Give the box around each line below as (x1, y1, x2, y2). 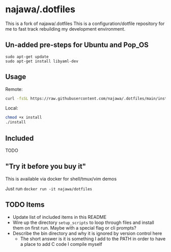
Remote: (5, 86, 23, 92)
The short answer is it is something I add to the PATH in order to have (20, 236, 166, 242)
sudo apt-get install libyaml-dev (5, 59, 79, 64)
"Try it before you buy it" (5, 162, 87, 171)
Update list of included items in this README (12, 214, 107, 220)
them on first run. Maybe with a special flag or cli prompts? (12, 224, 136, 231)
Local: (5, 105, 18, 111)
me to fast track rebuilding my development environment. (5, 26, 126, 32)
